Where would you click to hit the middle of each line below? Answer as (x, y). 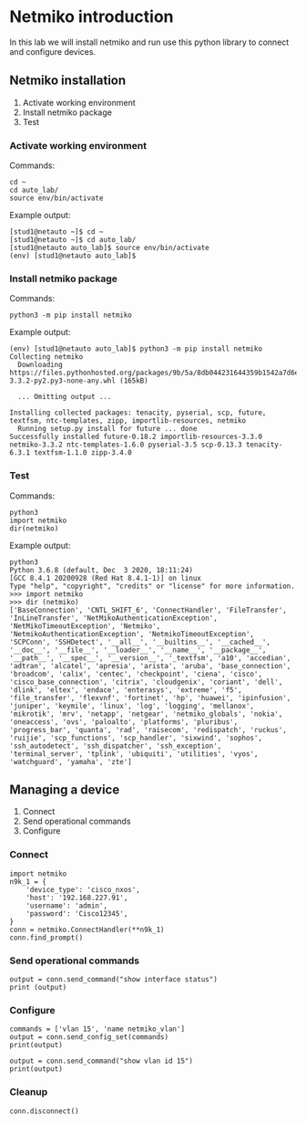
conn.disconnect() (44, 1111)
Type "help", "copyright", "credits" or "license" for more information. (153, 586)
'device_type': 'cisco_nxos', (83, 889)
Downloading (41, 365)
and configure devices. (53, 51)
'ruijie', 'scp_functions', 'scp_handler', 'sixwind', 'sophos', (136, 738)
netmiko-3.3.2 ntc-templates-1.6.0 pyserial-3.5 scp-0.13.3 (126, 445)
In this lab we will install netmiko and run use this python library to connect (149, 42)
